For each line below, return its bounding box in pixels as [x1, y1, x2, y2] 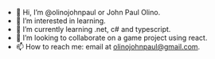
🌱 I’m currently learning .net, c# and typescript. [15, 25, 171, 33]
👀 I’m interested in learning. [15, 16, 106, 26]
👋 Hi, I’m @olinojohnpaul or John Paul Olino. [15, 8, 161, 17]
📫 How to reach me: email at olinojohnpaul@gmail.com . [15, 42, 201, 51]
